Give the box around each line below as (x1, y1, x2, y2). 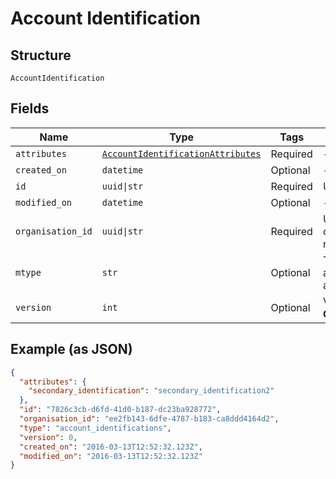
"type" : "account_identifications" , (19, 423, 172, 433)
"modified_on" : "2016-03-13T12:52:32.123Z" (19, 451, 203, 461)
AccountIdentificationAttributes (101, 148, 262, 159)
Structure (10, 47, 72, 64)
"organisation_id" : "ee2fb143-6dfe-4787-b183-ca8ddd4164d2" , (19, 414, 280, 424)
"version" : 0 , (19, 432, 78, 442)
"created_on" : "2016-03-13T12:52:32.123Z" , (19, 442, 203, 452)
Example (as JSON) (10, 341, 133, 358)
